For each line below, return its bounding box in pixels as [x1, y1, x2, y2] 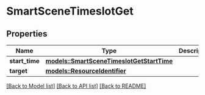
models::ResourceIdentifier [45, 67, 126, 75]
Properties [6, 29, 48, 39]
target [9, 67, 27, 75]
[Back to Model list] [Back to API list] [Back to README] [6, 82, 146, 90]
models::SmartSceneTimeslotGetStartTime [45, 57, 173, 65]
